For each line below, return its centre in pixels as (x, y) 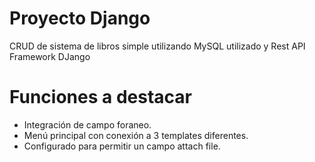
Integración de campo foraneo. (87, 124)
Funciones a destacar (100, 97)
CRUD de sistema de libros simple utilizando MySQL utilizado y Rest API (157, 46)
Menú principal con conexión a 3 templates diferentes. (136, 135)
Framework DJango (50, 56)
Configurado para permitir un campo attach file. (122, 146)
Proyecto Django (80, 18)
